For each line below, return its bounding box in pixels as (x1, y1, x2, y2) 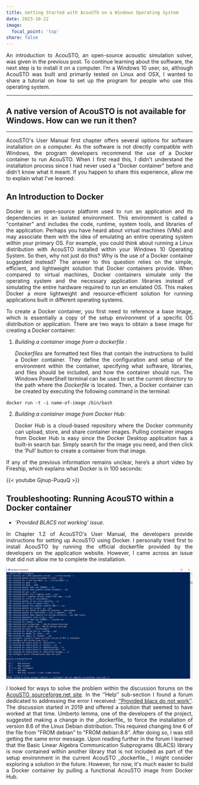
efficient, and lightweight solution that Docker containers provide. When (6, 265, 193, 272)
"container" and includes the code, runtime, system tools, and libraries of (6, 220, 193, 227)
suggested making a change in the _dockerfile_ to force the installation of (6, 717, 193, 724)
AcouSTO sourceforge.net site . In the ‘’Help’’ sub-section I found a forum (6, 691, 193, 698)
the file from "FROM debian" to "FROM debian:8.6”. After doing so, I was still (6, 729, 193, 736)
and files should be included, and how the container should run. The (14, 369, 193, 376)
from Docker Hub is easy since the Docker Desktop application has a (14, 434, 193, 441)
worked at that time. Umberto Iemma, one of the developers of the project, (6, 710, 193, 717)
